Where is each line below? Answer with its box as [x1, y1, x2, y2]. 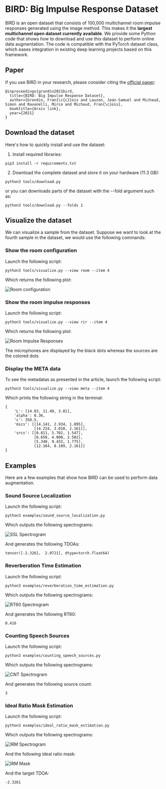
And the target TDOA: [5, 770, 50, 776]
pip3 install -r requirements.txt [5, 160, 77, 166]
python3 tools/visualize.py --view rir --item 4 [5, 319, 108, 324]
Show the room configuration [5, 247, 77, 254]
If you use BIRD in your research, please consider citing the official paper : [5, 79, 156, 85]
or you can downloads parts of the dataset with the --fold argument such [5, 188, 155, 194]
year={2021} [9, 110, 35, 115]
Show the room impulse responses [5, 299, 91, 306]
